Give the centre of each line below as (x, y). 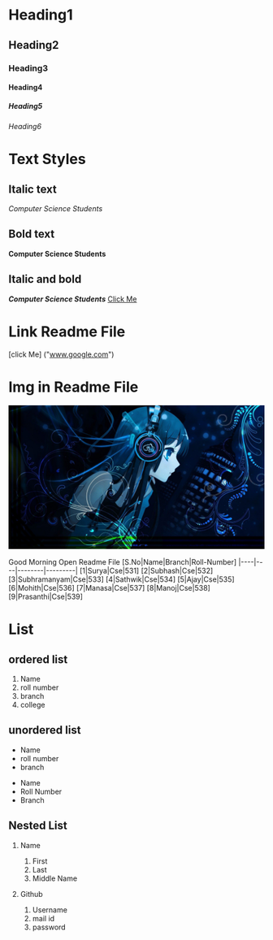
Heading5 (26, 106)
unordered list (45, 730)
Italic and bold (45, 279)
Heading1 (41, 15)
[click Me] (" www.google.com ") (61, 354)
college (32, 705)
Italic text (32, 189)
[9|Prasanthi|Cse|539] (46, 597)
